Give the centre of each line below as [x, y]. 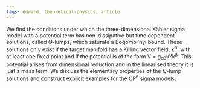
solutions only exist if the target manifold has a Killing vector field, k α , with [99, 49]
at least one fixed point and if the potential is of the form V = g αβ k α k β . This [99, 57]
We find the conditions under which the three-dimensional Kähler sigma [96, 29]
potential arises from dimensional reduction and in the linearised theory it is [100, 64]
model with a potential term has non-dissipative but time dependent [91, 35]
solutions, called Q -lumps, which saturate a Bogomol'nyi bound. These [94, 42]
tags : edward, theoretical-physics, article [63, 12]
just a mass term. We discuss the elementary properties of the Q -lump [94, 71]
